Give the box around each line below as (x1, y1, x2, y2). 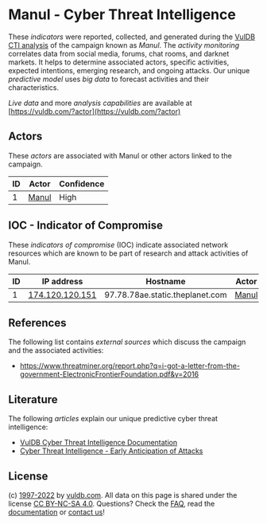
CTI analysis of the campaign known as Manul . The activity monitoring (8, 40, 240, 49)
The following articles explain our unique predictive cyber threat (8, 414, 219, 424)
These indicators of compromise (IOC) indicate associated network (8, 240, 229, 249)
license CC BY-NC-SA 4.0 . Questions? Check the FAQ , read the (8, 499, 215, 508)
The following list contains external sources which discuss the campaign (8, 337, 246, 347)
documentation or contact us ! (8, 507, 106, 517)
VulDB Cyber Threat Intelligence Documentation (19, 438, 178, 448)
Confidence (59, 178, 105, 189)
